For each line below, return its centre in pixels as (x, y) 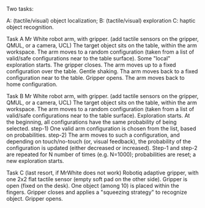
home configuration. (32, 84)
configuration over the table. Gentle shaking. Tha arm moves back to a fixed (102, 71)
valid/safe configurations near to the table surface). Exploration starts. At (98, 116)
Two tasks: (20, 9)
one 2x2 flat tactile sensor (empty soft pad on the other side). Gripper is (97, 179)
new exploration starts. (35, 161)
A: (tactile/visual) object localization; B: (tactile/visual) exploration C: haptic (101, 20)
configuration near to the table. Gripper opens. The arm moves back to (95, 78)
